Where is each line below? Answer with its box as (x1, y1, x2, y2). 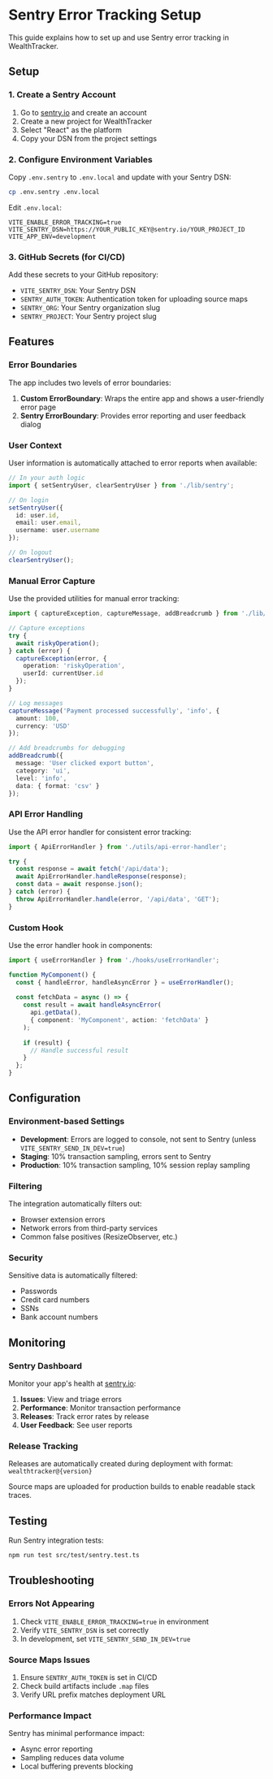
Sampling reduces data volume (19, 1753, 124, 1763)
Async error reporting (19, 1744, 93, 1754)
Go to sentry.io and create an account (19, 107, 148, 117)
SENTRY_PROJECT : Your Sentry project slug (19, 311, 157, 322)
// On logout (8, 548, 53, 557)
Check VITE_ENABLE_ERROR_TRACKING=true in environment (19, 1617, 210, 1626)
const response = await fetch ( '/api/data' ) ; (15, 865, 169, 873)
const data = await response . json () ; (15, 880, 144, 889)
